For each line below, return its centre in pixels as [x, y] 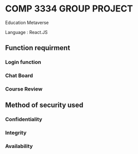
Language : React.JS [26, 32]
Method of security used [44, 105]
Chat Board [19, 75]
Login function [23, 62]
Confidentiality [24, 119]
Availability [19, 146]
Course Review [24, 89]
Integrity [16, 133]
